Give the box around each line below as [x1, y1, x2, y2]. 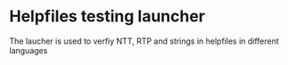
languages [9, 45, 48, 55]
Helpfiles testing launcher [9, 6, 206, 27]
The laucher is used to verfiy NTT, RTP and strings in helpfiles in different [9, 36, 279, 46]
